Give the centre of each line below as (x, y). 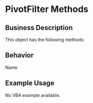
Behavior (19, 55)
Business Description (39, 28)
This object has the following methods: (45, 39)
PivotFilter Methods (47, 9)
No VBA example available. (33, 95)
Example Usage (30, 83)
